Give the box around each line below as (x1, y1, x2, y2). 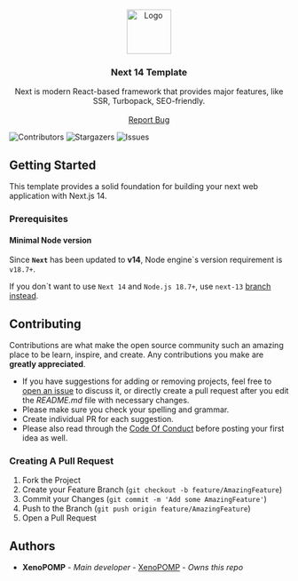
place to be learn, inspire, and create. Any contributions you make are (9, 349, 264, 360)
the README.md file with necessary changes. (21, 395, 190, 406)
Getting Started (9, 157, 97, 172)
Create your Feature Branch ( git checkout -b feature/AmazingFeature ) (21, 484, 283, 495)
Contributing (9, 316, 82, 331)
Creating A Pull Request (9, 454, 114, 466)
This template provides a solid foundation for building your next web (9, 181, 259, 192)
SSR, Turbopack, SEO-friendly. (92, 96, 206, 107)
